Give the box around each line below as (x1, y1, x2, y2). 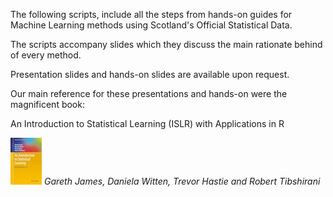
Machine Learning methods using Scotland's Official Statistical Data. (10, 19, 293, 31)
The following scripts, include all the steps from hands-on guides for (10, 9, 293, 20)
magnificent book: (10, 99, 85, 110)
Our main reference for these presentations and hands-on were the (10, 88, 288, 99)
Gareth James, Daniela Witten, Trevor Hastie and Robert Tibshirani (43, 175, 321, 187)
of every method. (10, 49, 82, 61)
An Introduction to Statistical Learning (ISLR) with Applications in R (10, 118, 285, 129)
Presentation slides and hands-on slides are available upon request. (10, 69, 290, 80)
